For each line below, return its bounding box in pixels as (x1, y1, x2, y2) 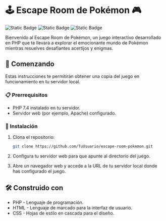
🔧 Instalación (5, 123, 38, 130)
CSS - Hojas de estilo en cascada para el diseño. (12, 210, 115, 216)
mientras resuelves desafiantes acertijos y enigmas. (5, 45, 114, 51)
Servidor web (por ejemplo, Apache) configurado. (12, 110, 117, 117)
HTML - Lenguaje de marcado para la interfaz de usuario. (12, 205, 133, 211)
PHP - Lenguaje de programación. (12, 199, 84, 205)
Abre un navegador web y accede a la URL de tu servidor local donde (12, 163, 157, 169)
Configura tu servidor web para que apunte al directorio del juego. (12, 153, 150, 159)
